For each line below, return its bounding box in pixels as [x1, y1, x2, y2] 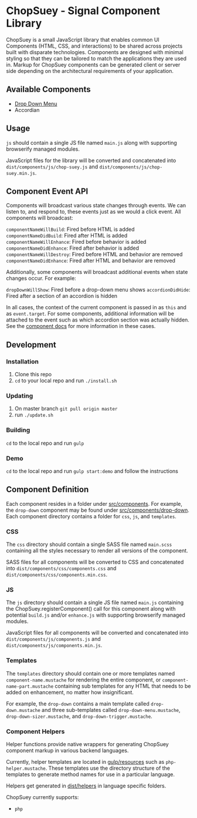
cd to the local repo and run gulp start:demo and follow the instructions [6, 467, 179, 475]
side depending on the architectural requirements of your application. [6, 67, 174, 74]
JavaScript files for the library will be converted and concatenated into [6, 157, 176, 164]
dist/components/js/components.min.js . [6, 642, 103, 649]
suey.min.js [6, 170, 35, 176]
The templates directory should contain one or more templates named [6, 670, 175, 677]
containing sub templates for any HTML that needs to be [55, 682, 191, 690]
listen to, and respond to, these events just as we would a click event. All [6, 208, 181, 216]
